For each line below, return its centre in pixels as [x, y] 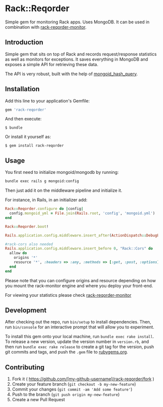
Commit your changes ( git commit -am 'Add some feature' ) [72, 390]
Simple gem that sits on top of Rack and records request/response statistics [81, 54]
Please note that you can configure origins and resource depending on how [81, 280]
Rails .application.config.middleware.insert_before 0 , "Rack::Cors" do [79, 249]
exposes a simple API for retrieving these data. [52, 64]
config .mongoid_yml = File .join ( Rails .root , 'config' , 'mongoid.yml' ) [82, 213]
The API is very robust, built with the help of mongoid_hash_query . [72, 74]
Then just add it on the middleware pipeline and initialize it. [64, 190]
